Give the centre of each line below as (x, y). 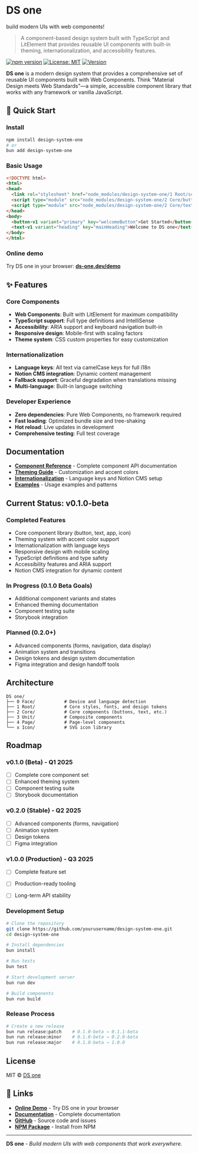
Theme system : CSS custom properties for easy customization (91, 340)
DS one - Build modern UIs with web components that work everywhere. (94, 1144)
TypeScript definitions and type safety (61, 558)
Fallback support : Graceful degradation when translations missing (95, 380)
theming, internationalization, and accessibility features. (88, 50)
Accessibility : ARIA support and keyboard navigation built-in (89, 327)
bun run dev (21, 983)
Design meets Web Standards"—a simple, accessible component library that (99, 85)
